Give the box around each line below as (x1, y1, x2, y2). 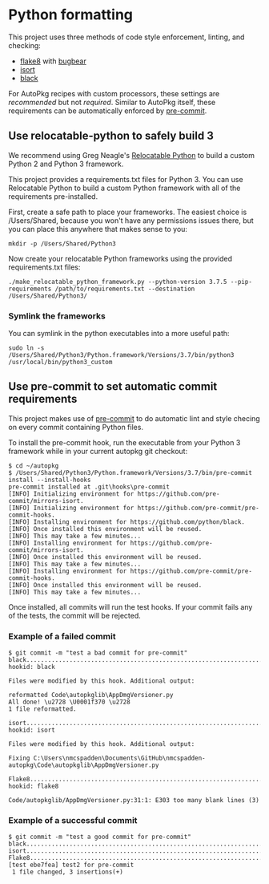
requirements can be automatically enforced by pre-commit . (8, 106, 207, 116)
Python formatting (8, 6, 134, 24)
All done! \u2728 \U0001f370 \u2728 (8, 698, 130, 707)
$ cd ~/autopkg (8, 461, 59, 470)
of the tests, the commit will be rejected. (8, 610, 142, 620)
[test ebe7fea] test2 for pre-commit (8, 861, 134, 870)
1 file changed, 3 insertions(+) (11, 868, 124, 876)
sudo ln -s (8, 344, 45, 352)
